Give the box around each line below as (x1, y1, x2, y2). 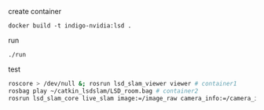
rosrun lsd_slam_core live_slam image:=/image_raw (8, 94, 178, 102)
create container (8, 7, 62, 16)
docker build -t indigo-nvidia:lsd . (8, 22, 132, 30)
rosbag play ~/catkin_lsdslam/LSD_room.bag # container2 (8, 86, 199, 95)
